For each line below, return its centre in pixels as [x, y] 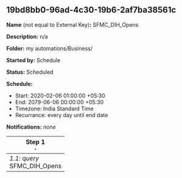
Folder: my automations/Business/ [50, 48]
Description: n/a [27, 37]
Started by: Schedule [33, 60]
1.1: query [24, 158]
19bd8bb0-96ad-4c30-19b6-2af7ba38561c [91, 10]
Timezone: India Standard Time [54, 109]
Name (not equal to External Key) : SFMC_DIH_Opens [72, 24]
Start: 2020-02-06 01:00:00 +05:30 [60, 95]
